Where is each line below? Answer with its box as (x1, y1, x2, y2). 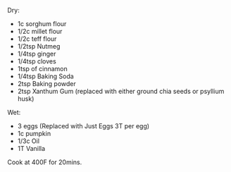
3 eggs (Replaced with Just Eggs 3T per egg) (17, 122, 150, 130)
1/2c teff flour (17, 35, 57, 43)
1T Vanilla (17, 145, 46, 152)
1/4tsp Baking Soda (17, 72, 74, 80)
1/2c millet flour (17, 27, 63, 35)
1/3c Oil (17, 137, 40, 145)
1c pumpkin (17, 130, 51, 137)
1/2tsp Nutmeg (17, 42, 61, 50)
